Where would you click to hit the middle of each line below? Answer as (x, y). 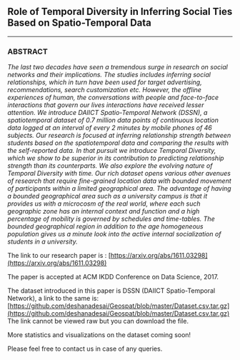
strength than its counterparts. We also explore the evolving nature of (110, 166)
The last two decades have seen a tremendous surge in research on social (118, 67)
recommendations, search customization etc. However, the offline (105, 90)
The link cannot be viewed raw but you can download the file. (98, 321)
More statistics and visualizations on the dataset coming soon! (99, 335)
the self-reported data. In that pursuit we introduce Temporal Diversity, (112, 151)
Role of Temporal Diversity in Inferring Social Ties (120, 12)
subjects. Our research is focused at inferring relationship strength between (119, 136)
